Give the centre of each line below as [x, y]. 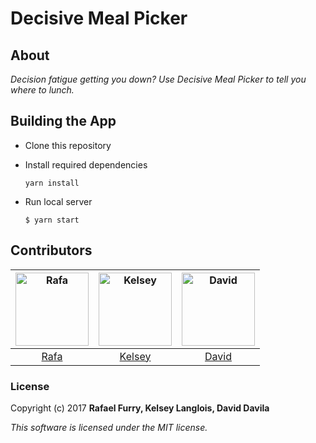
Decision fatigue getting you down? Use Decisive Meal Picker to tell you [158, 79]
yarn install [52, 183]
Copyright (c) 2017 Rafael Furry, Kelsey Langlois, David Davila [140, 408]
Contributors [51, 250]
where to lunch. [42, 90]
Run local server [58, 201]
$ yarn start [52, 220]
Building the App [63, 121]
